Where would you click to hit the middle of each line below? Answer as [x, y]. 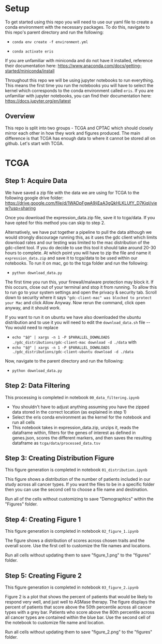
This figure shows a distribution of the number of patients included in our [78, 479]
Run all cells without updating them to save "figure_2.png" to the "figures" [79, 632]
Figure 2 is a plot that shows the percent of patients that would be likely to [79, 597]
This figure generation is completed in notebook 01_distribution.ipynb [76, 470]
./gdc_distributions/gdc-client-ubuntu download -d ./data [73, 352]
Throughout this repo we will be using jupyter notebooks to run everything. [80, 80]
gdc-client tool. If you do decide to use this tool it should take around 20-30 [81, 247]
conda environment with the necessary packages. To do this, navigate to [77, 27]
